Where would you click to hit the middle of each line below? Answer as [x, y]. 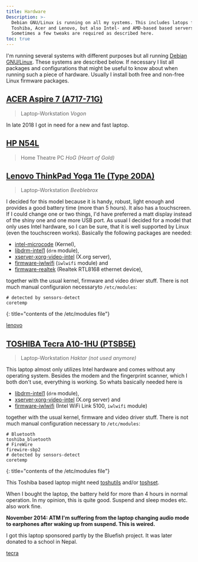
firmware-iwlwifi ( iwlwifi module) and [61, 263]
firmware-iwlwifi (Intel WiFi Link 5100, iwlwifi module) [81, 406]
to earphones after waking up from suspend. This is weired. [81, 524]
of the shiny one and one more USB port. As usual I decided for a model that [99, 220]
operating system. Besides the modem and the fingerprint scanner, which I [97, 376]
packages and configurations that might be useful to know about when [92, 68]
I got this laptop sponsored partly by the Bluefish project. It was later [89, 535]
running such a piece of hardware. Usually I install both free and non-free [95, 75]
